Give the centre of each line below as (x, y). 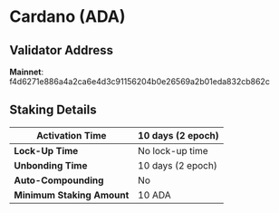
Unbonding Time (51, 165)
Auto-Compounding (59, 180)
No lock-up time (173, 150)
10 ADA (154, 195)
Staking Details (53, 110)
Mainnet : (26, 72)
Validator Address (62, 50)
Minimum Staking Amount (72, 195)
